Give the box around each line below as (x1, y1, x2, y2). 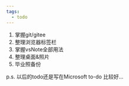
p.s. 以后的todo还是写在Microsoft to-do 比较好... (6, 73, 124, 80)
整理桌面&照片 (14, 53, 50, 60)
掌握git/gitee (14, 31, 46, 38)
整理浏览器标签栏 (14, 38, 57, 45)
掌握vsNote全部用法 (14, 45, 64, 53)
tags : (6, 8, 20, 15)
